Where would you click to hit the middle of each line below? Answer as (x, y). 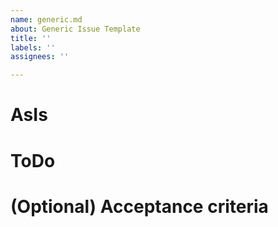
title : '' (31, 38)
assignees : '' (40, 57)
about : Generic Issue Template (75, 29)
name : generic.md (46, 19)
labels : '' (33, 47)
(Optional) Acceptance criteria (139, 206)
